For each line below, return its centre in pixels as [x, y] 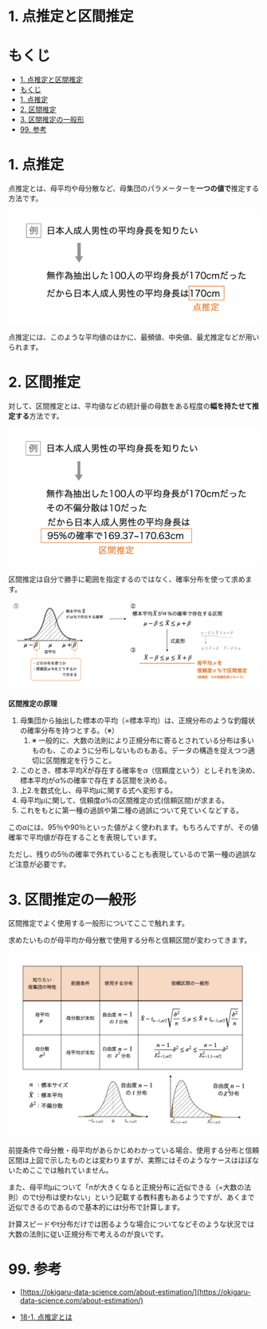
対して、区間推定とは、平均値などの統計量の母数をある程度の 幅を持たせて [130, 406]
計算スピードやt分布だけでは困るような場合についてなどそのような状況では [132, 1224]
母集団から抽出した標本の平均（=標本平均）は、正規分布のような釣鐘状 [137, 720]
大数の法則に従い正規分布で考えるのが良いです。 [88, 1234]
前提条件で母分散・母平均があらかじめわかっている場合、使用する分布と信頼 [134, 1150]
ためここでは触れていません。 [64, 1170]
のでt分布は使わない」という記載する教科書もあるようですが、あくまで [138, 1197]
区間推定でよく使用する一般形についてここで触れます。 [99, 923]
